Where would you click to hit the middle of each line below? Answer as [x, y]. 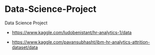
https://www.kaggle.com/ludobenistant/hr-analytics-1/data [72, 32]
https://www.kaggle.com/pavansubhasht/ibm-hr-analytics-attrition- [81, 42]
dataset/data [25, 47]
